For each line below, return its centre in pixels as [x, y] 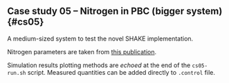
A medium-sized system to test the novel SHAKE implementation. [100, 38]
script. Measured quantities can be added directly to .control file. [121, 72]
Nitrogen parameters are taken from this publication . [82, 51]
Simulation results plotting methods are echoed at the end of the [99, 65]
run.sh [17, 73]
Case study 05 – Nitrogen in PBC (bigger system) [115, 11]
